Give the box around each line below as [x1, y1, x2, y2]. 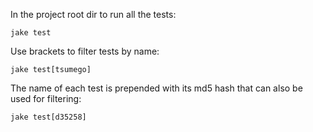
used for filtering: [10, 93, 82, 104]
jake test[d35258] [10, 112, 87, 122]
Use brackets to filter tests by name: [10, 45, 160, 57]
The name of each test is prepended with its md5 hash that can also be [10, 82, 303, 94]
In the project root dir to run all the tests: [10, 9, 177, 20]
